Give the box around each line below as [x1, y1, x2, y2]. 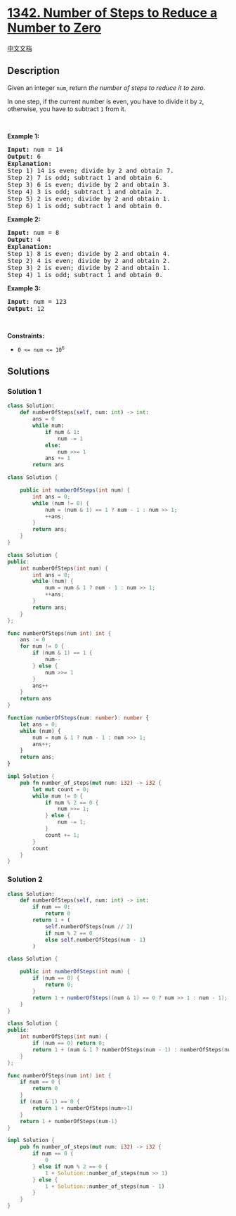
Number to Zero [7, 20, 102, 36]
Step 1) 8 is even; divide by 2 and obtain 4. [7, 250, 171, 257]
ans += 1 [44, 455, 71, 462]
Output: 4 [7, 236, 41, 243]
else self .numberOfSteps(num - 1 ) [44, 936, 146, 943]
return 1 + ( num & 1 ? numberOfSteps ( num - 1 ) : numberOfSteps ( [32, 1046, 225, 1053]
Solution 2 [7, 874, 44, 884]
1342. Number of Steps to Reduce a [7, 5, 218, 21]
